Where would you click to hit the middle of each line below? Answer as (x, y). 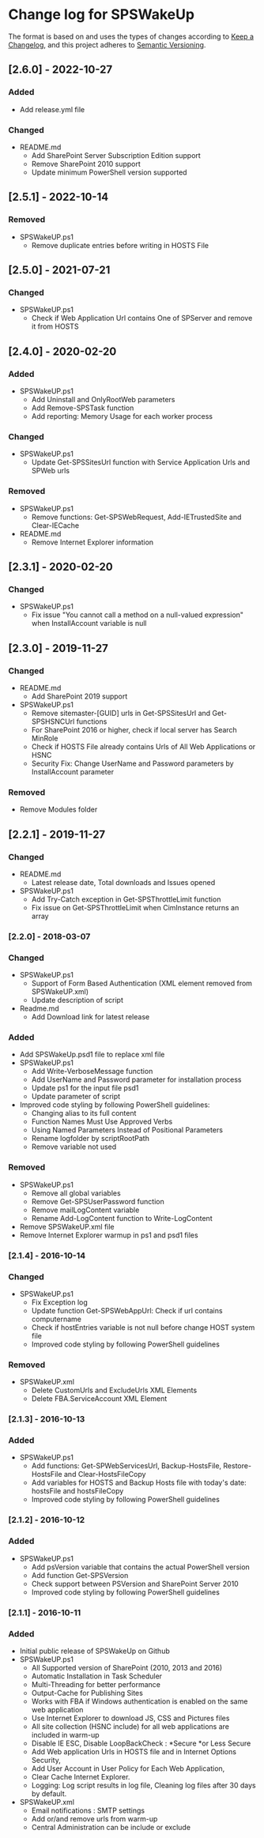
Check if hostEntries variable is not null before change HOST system (143, 1327)
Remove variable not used (74, 1147)
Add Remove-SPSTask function (83, 408)
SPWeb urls (50, 471)
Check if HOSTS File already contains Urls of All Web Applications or (143, 746)
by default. (49, 1793)
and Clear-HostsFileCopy (105, 1475)
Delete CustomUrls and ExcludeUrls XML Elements (114, 1390)
